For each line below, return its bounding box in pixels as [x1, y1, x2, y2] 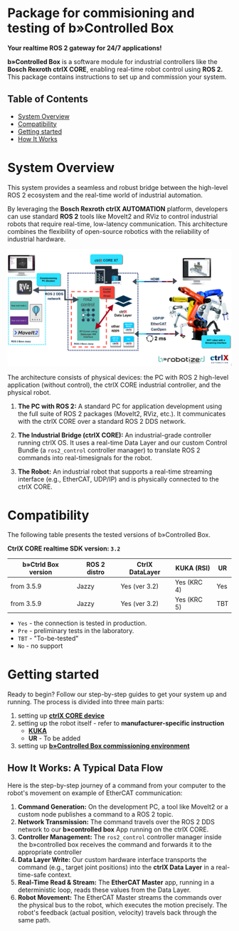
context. [47, 870, 73, 879]
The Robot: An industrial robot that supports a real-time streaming [17, 467, 213, 476]
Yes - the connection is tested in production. [17, 619, 147, 627]
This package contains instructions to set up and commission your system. [7, 73, 227, 81]
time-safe [17, 870, 46, 879]
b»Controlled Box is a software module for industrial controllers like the [7, 57, 218, 65]
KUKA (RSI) [175, 564, 211, 573]
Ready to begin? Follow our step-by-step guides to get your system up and [7, 690, 227, 698]
